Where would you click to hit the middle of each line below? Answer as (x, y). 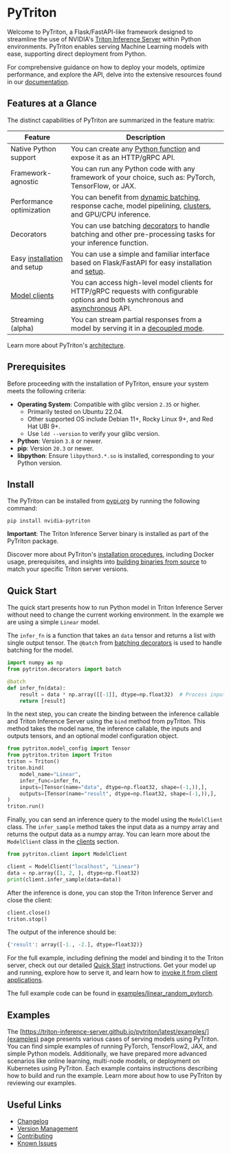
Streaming (27, 319)
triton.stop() (27, 919)
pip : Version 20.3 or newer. (55, 448)
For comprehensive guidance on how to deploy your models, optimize (106, 67)
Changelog (33, 1121)
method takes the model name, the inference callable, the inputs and (104, 728)
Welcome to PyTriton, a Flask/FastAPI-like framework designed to (100, 32)
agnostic (25, 181)
